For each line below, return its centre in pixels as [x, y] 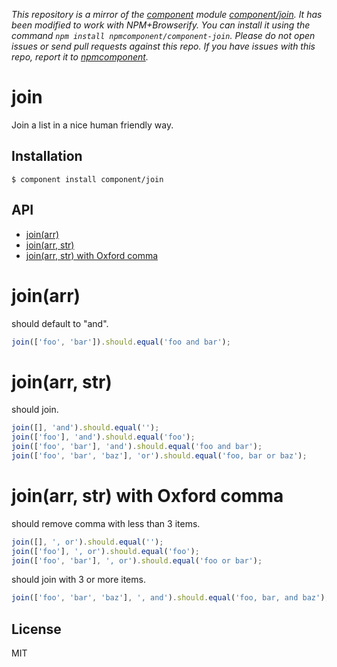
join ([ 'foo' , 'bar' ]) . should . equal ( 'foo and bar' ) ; [121, 342]
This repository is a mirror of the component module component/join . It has [167, 14]
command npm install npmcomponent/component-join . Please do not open [163, 35]
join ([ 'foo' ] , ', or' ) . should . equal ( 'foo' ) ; [105, 551]
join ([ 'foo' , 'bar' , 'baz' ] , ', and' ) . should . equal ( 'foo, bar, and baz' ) [168, 598]
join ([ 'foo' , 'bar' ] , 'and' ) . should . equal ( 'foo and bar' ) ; [137, 447]
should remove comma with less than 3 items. [106, 523]
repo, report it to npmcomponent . [80, 57]
